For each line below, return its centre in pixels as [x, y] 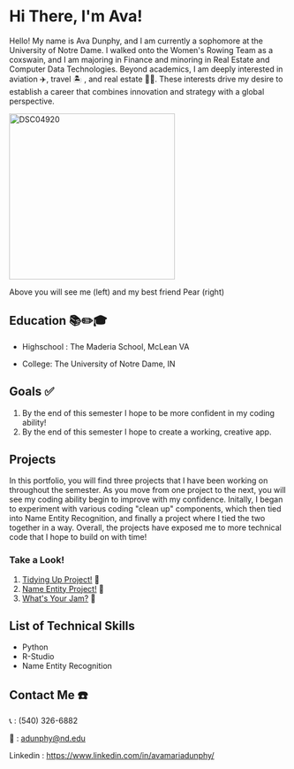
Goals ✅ [32, 392]
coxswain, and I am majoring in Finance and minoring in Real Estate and [139, 59]
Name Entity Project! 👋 [63, 588]
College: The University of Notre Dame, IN [98, 364]
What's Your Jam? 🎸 [59, 598]
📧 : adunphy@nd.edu [48, 738]
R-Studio [38, 657]
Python [35, 647]
